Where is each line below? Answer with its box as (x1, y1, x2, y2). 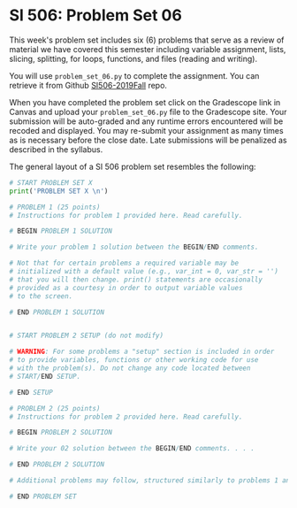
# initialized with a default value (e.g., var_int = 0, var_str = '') (9, 267, 278, 276)
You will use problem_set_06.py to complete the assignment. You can (9, 70, 260, 81)
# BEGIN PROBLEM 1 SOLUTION (9, 227, 113, 235)
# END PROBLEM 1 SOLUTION (9, 307, 104, 317)
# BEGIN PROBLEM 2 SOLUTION (9, 428, 113, 437)
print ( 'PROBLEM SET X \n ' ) (9, 187, 109, 196)
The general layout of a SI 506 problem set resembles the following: (9, 161, 256, 172)
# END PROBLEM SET (9, 492, 77, 501)
